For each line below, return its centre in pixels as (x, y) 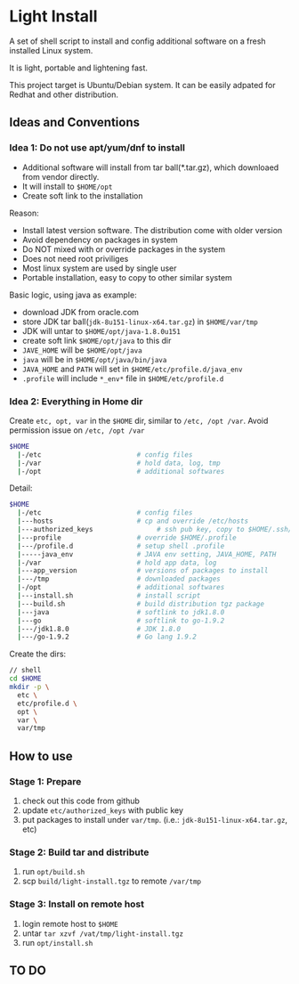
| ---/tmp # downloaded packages (119, 579)
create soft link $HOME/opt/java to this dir (97, 340)
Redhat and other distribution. (64, 94)
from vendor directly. (61, 176)
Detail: (21, 488)
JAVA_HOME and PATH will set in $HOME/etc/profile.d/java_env (132, 369)
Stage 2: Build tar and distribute (79, 852)
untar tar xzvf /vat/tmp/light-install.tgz (103, 933)
